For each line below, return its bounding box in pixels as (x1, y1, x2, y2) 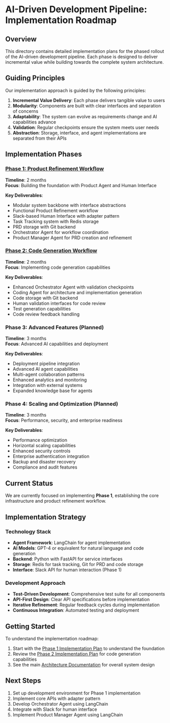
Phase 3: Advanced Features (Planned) (5, 324, 104, 331)
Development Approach (5, 579, 66, 586)
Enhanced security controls (12, 448, 71, 454)
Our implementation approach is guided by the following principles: (5, 87, 146, 93)
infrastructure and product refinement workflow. (5, 498, 106, 504)
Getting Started (5, 622, 55, 631)
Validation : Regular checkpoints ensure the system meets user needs (12, 124, 159, 131)
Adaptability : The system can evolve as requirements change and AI (12, 113, 157, 119)
